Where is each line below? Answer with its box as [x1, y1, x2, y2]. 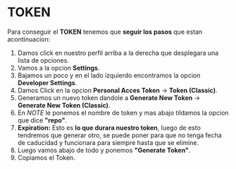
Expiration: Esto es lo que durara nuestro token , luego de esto [17, 123, 201, 132]
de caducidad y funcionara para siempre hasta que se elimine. [17, 138, 199, 146]
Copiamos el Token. [17, 153, 75, 162]
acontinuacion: [7, 35, 51, 43]
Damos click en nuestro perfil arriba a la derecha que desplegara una [17, 49, 219, 57]
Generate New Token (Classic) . [17, 101, 111, 109]
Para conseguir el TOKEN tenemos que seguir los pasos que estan [7, 27, 203, 36]
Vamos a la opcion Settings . [17, 63, 100, 72]
